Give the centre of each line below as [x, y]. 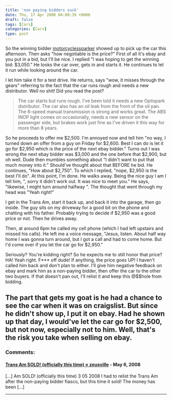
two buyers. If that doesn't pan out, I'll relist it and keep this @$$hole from [84, 276]
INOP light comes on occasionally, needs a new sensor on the [83, 117]
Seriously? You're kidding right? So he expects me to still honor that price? [84, 254]
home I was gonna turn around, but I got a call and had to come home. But [84, 239]
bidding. [14, 282]
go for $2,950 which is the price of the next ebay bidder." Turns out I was [83, 149]
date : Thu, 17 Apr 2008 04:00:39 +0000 [48, 15]
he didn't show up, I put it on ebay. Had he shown [85, 314]
